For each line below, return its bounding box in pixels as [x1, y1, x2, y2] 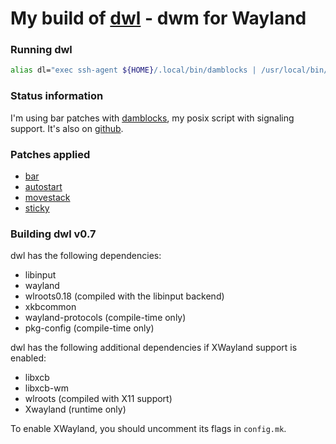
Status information [10, 89, 104, 103]
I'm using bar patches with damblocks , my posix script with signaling [10, 112, 295, 124]
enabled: [10, 352, 47, 364]
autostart [24, 180, 63, 192]
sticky [24, 202, 50, 214]
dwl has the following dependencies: [10, 250, 162, 262]
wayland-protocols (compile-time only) [24, 312, 187, 324]
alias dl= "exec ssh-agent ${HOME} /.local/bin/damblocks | [10, 65, 257, 76]
